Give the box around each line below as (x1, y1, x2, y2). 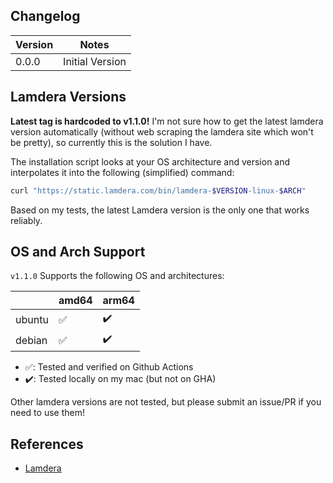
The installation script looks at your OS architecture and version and (10, 155, 291, 168)
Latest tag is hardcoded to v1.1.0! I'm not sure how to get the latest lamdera (10, 115, 324, 127)
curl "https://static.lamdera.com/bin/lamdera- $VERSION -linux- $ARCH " (10, 185, 307, 196)
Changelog (10, 8, 81, 25)
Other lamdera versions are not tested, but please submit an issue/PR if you (10, 396, 322, 408)
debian (15, 333, 48, 347)
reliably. (10, 214, 43, 226)
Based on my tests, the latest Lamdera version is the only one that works (10, 204, 310, 216)
